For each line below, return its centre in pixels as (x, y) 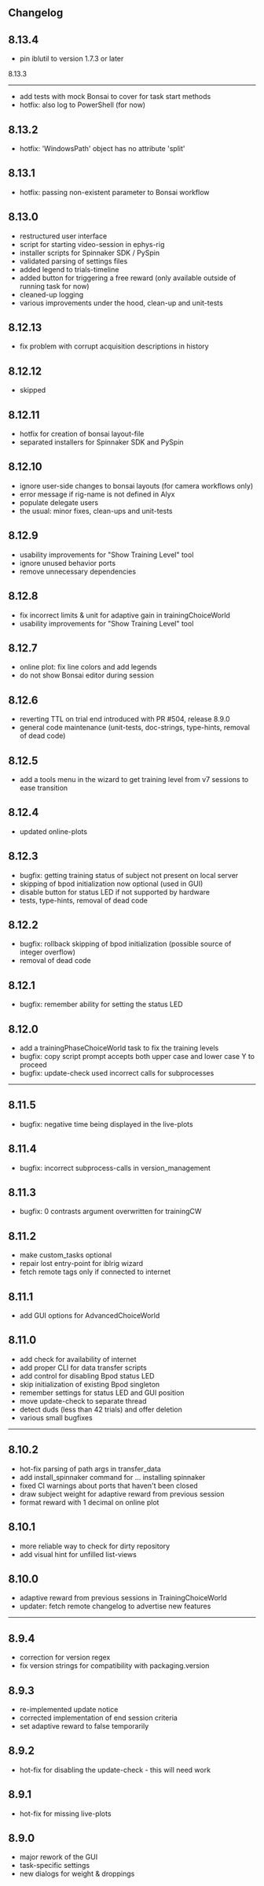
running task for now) (54, 286)
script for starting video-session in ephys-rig (92, 244)
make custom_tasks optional (66, 1255)
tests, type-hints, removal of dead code (83, 900)
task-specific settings (55, 1866)
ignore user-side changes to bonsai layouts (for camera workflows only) (136, 485)
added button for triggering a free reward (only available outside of (128, 278)
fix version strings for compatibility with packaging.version (114, 1666)
